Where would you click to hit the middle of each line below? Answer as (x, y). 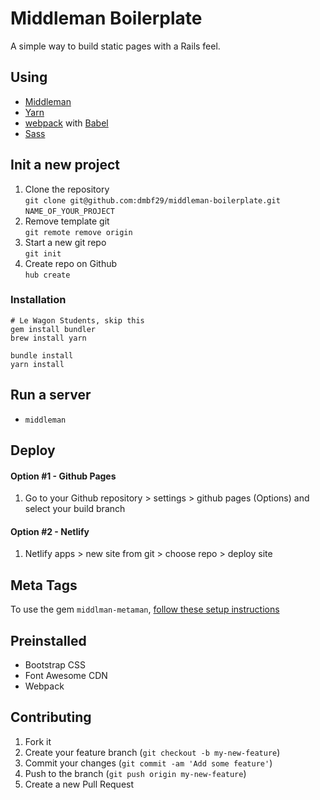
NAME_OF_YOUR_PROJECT (69, 211)
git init (43, 253)
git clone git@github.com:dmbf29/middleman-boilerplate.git (152, 200)
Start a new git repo (65, 242)
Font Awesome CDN (66, 676)
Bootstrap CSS (55, 665)
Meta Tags (44, 585)
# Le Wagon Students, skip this (77, 320)
